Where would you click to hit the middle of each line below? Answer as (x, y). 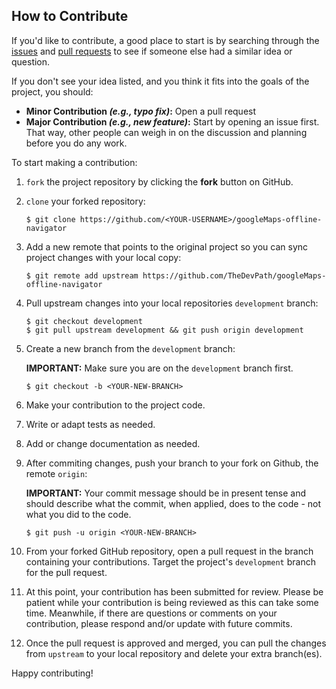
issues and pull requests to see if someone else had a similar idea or (152, 51)
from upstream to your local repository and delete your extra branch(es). (174, 653)
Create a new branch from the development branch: (130, 348)
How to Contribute (70, 16)
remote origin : (56, 473)
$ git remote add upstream (82, 275)
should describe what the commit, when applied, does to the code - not (173, 503)
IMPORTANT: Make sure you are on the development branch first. (159, 368)
